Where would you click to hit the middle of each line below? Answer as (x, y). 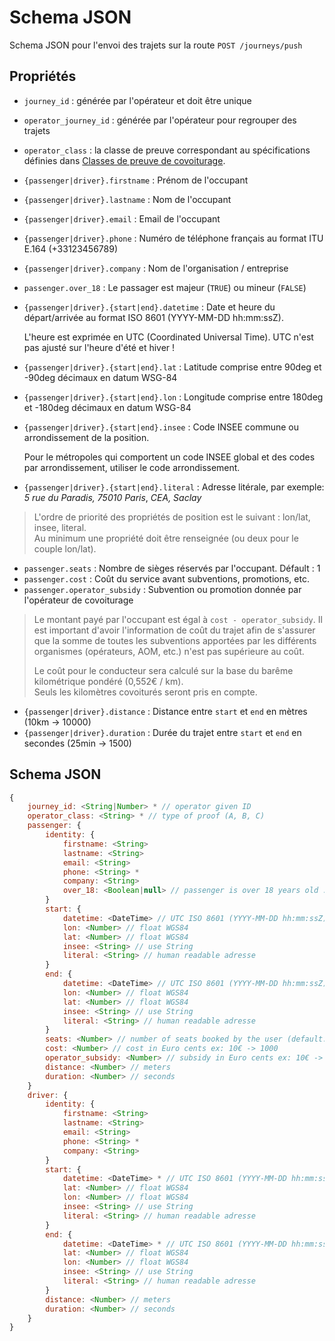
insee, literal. (60, 527)
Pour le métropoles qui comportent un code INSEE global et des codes (169, 457)
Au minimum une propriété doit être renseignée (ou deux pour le (166, 538)
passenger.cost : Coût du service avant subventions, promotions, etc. (166, 578)
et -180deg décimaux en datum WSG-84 (107, 407)
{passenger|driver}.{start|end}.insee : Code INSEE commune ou (161, 427)
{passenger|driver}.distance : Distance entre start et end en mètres (165, 711)
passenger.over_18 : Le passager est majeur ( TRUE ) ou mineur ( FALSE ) (165, 287)
